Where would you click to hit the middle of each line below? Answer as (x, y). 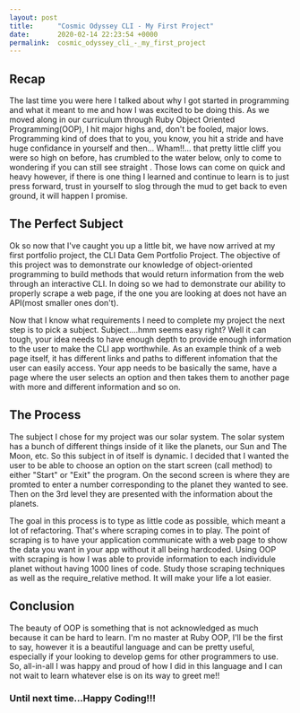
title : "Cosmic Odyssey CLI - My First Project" (112, 26)
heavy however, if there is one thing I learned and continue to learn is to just (149, 177)
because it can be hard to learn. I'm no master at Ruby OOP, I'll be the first (146, 637)
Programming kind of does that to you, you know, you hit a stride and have (146, 139)
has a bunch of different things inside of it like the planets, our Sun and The (148, 446)
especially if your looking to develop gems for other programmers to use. (144, 656)
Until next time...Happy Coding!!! (83, 699)
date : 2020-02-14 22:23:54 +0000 (84, 34)
